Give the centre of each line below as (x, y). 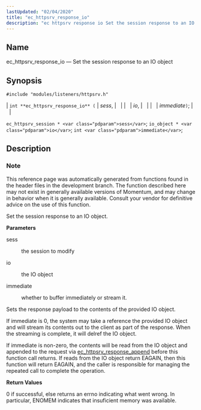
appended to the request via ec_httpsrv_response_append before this (92, 351)
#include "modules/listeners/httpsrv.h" (58, 94)
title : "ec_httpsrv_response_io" (48, 17)
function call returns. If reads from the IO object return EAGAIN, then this (96, 358)
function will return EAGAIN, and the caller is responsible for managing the (98, 364)
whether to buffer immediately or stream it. (74, 297)
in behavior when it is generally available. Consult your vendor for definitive (100, 198)
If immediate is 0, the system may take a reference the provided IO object (97, 321)
